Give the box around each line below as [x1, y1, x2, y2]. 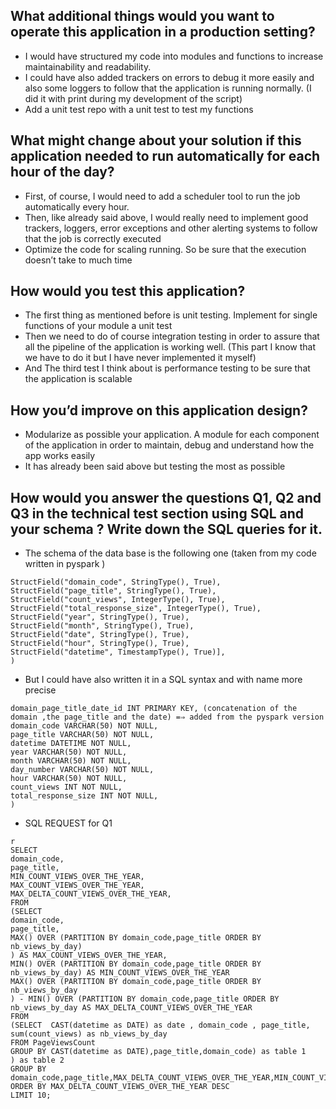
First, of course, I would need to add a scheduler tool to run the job [24, 190, 301, 202]
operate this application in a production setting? [10, 24, 316, 41]
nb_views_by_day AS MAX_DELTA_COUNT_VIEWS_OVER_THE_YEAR [10, 1003, 253, 1013]
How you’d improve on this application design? [10, 402, 308, 419]
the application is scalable [24, 373, 133, 385]
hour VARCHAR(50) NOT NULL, [10, 774, 128, 784]
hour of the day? [10, 164, 115, 181]
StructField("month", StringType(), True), [10, 621, 195, 631]
